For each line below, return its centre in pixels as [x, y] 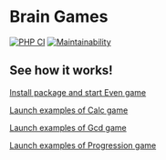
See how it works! [61, 70]
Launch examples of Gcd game [68, 127]
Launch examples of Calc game [69, 110]
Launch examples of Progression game [83, 145]
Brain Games [59, 17]
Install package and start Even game [78, 92]
